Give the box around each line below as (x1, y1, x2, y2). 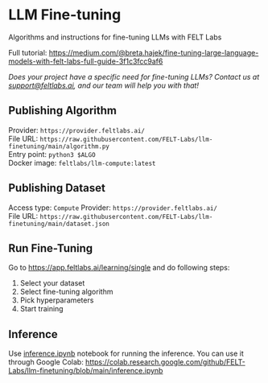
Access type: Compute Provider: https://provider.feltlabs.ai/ (8, 203, 217, 212)
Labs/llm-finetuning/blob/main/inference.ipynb (8, 366, 163, 376)
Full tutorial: (8, 47, 47, 57)
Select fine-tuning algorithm (19, 287, 113, 297)
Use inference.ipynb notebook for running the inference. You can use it (8, 348, 244, 359)
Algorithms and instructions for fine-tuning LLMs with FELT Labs (8, 32, 222, 42)
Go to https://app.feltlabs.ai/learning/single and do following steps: (8, 263, 230, 273)
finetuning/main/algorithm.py (8, 142, 110, 150)
